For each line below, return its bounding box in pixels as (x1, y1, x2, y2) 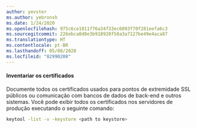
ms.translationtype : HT (6, 37, 66, 43)
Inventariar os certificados (6, 72, 74, 79)
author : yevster (6, 8, 47, 15)
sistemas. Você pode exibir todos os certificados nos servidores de (6, 98, 173, 105)
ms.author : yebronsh (6, 14, 58, 20)
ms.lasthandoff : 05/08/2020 (6, 48, 77, 54)
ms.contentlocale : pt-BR (6, 43, 68, 49)
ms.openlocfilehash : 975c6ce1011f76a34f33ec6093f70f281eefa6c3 (6, 25, 168, 32)
